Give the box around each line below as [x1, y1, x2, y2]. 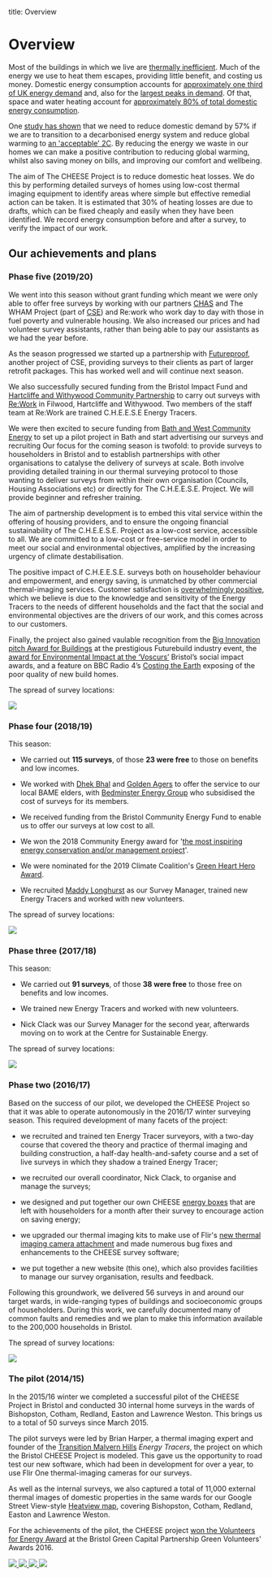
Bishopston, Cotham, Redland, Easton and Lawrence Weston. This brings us [8, 1409, 262, 1418]
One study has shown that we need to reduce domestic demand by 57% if [8, 121, 257, 131]
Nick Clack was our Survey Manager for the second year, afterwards [19, 1019, 250, 1029]
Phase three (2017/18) [8, 945, 97, 956]
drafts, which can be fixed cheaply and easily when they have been [8, 206, 234, 215]
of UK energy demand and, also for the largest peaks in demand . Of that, [8, 88, 253, 98]
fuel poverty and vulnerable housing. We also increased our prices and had [8, 315, 261, 325]
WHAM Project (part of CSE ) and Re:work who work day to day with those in [8, 306, 264, 316]
